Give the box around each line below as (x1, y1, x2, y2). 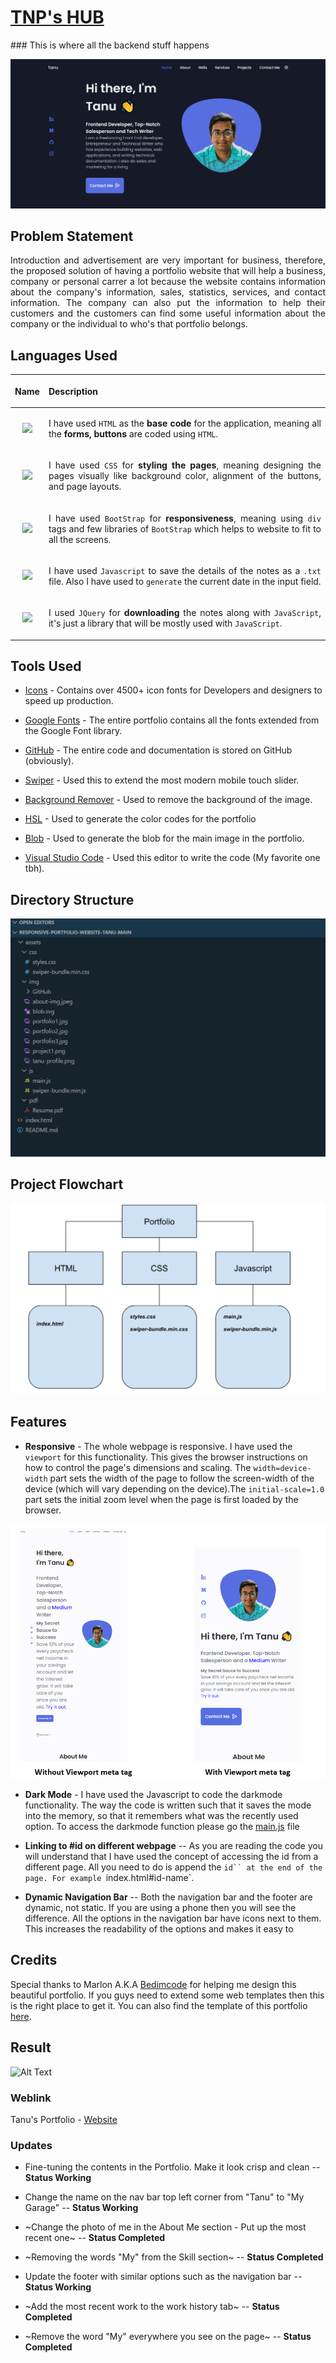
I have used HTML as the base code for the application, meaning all (48, 417, 322, 430)
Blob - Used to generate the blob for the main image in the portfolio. (24, 832, 305, 845)
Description (48, 385, 99, 397)
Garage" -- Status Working (24, 2202, 139, 2214)
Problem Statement (10, 228, 134, 245)
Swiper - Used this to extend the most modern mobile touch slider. (24, 774, 300, 786)
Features (10, 1414, 67, 1431)
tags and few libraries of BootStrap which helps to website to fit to (48, 522, 322, 535)
